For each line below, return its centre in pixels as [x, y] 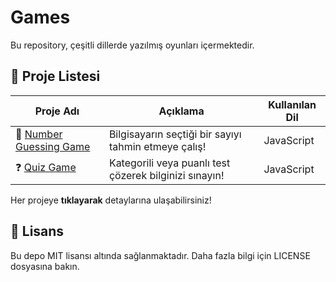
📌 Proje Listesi [55, 76]
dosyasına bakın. [45, 266]
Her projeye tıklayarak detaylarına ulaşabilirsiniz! [111, 200]
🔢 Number [39, 134]
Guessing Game [53, 146]
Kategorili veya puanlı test [169, 163]
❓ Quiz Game [46, 168]
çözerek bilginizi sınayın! [166, 175]
